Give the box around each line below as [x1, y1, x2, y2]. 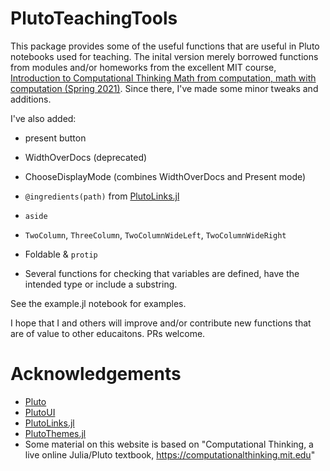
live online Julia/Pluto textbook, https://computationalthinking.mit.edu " [24, 448, 316, 461]
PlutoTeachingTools [10, 7, 178, 30]
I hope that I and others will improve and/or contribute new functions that [10, 317, 312, 329]
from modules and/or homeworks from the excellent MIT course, [10, 61, 277, 73]
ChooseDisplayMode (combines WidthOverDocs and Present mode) [24, 170, 307, 182]
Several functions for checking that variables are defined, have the [24, 267, 300, 279]
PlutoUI [24, 406, 56, 418]
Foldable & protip [24, 248, 98, 260]
